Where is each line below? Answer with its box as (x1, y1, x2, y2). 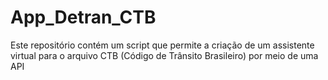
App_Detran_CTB (10, 6, 157, 29)
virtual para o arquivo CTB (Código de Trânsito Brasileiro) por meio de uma (10, 49, 319, 61)
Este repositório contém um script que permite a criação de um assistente (10, 39, 315, 51)
